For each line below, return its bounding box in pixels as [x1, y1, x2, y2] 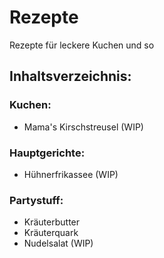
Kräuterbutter [23, 216, 81, 228]
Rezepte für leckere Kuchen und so [9, 39, 155, 51]
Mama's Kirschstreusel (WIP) [23, 121, 144, 133]
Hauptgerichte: [9, 146, 86, 160]
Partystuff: [9, 193, 64, 207]
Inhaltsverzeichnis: [9, 68, 132, 85]
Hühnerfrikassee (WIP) [23, 168, 119, 180]
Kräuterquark [23, 227, 79, 239]
